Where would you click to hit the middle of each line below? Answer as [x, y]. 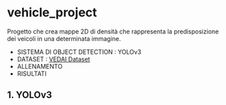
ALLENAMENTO [40, 66]
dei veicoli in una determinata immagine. [64, 38]
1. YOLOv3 [30, 95]
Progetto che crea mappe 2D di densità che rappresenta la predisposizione [113, 31]
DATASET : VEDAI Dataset [53, 59]
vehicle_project [52, 13]
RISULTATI [32, 74]
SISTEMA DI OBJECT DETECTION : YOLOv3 [79, 52]
